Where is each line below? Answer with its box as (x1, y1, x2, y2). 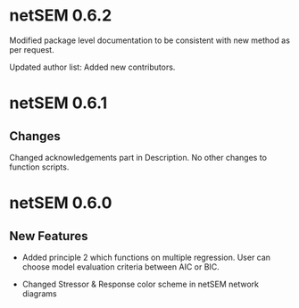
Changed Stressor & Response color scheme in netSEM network (21, 279, 260, 289)
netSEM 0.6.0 (9, 193, 112, 213)
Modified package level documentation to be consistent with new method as (9, 35, 290, 46)
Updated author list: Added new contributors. (9, 62, 176, 72)
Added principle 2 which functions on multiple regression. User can (21, 252, 270, 262)
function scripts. (9, 162, 70, 172)
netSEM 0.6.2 (9, 5, 112, 26)
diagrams (21, 287, 57, 299)
